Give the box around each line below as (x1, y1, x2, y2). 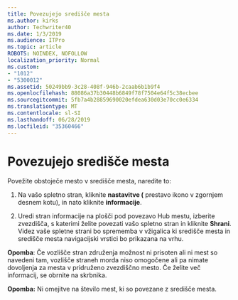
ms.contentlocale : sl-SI (7, 109, 81, 117)
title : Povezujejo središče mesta (7, 10, 110, 18)
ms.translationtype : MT (7, 103, 78, 110)
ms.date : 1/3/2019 (7, 30, 62, 38)
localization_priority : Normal (7, 57, 100, 64)
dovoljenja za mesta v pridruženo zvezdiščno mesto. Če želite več (7, 264, 201, 272)
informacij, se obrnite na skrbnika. (7, 271, 107, 279)
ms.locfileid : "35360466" (7, 122, 84, 130)
